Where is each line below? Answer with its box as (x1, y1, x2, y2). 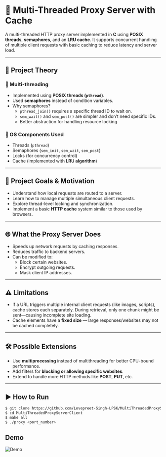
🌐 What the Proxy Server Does (5, 230, 101, 239)
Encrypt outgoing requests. (19, 264, 76, 270)
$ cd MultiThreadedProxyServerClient (5, 410, 83, 415)
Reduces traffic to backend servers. (12, 249, 85, 254)
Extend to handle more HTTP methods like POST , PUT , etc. (12, 374, 133, 380)
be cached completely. (12, 323, 59, 329)
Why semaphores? (12, 102, 51, 108)
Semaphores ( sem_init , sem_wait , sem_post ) (12, 147, 101, 153)
